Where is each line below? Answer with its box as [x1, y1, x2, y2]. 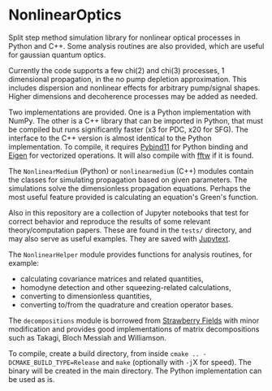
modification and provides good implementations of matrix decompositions [8, 324, 260, 334]
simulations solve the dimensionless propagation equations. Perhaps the [8, 183, 251, 193]
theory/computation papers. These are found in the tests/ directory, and [8, 225, 252, 235]
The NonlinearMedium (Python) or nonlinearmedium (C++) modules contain [8, 166, 254, 176]
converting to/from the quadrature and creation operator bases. [19, 299, 234, 310]
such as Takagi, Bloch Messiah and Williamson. [8, 332, 166, 342]
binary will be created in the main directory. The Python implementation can [8, 366, 262, 376]
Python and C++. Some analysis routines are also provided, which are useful [8, 41, 265, 50]
